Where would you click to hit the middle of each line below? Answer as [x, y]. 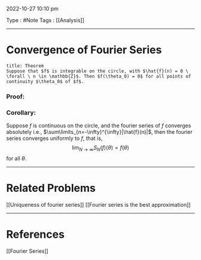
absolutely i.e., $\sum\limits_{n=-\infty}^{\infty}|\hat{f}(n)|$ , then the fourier [99, 132]
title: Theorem [25, 66]
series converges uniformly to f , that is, [54, 138]
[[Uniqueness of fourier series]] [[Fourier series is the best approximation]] [98, 204]
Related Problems [51, 188]
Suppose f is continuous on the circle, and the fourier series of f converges [99, 126]
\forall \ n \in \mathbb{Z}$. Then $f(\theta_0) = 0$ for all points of [99, 76]
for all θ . [16, 158]
